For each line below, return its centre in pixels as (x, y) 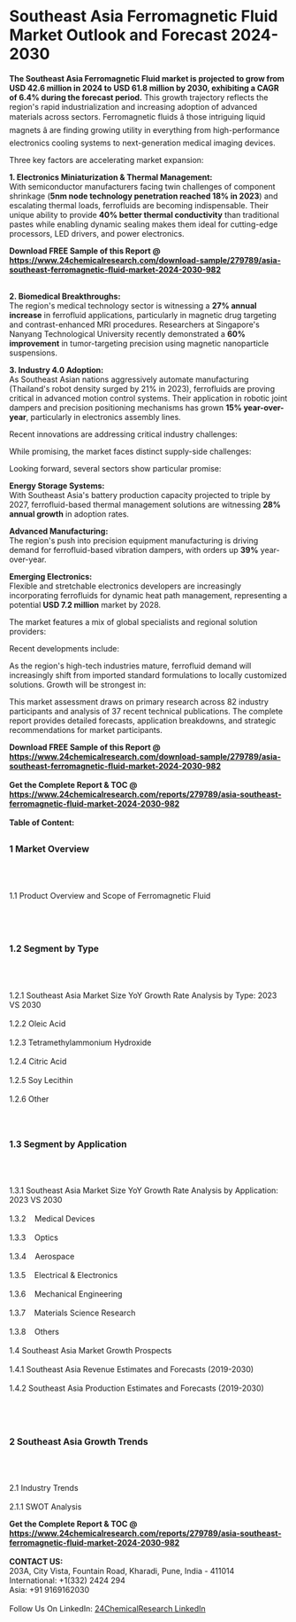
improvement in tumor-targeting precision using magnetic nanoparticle (139, 343)
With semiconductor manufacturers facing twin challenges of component (142, 186)
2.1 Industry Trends (44, 1488)
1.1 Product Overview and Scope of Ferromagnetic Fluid (110, 895)
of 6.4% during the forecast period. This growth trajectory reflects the (139, 97)
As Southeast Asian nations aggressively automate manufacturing (129, 379)
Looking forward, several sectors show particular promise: (115, 468)
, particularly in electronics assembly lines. (103, 417)
